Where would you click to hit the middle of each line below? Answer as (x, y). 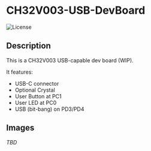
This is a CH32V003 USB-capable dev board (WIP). (70, 60)
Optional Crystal (35, 90)
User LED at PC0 (36, 102)
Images (20, 128)
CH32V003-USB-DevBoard (76, 10)
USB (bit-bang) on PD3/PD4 (50, 109)
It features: (19, 72)
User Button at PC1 (38, 96)
